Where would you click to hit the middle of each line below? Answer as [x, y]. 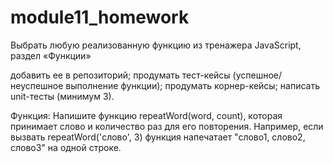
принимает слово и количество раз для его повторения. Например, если [167, 126]
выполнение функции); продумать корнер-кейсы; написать [193, 85]
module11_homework [100, 17]
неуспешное [37, 85]
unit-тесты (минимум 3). [62, 96]
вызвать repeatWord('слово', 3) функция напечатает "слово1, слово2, [158, 137]
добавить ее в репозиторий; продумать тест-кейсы [120, 75]
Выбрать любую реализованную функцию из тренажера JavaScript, [156, 45]
